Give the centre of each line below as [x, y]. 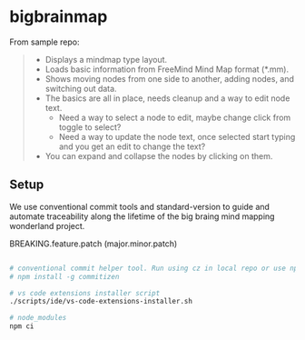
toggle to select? [90, 127]
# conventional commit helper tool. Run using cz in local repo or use [148, 268]
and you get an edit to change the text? [132, 146]
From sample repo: [44, 42]
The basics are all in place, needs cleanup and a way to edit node [167, 98]
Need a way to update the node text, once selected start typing [177, 136]
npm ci [22, 326]
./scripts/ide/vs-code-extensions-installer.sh [101, 302]
